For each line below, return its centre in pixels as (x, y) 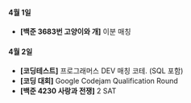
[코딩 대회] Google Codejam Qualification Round (99, 81)
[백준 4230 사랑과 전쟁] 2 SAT (68, 91)
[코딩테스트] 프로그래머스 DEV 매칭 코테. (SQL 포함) (102, 71)
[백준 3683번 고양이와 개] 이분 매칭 (75, 31)
